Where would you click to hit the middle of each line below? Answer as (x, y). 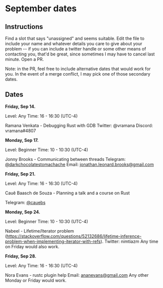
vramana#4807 (21, 131)
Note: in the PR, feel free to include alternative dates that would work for (78, 69)
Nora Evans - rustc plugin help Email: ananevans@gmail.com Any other (77, 275)
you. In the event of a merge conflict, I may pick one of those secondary (78, 74)
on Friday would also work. (32, 246)
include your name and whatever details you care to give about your (74, 44)
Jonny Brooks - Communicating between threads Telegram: (65, 159)
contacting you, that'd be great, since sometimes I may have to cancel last (80, 54)
